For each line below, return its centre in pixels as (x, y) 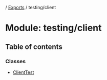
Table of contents (34, 47)
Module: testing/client (53, 28)
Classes (16, 61)
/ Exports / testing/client (31, 7)
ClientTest (23, 72)
